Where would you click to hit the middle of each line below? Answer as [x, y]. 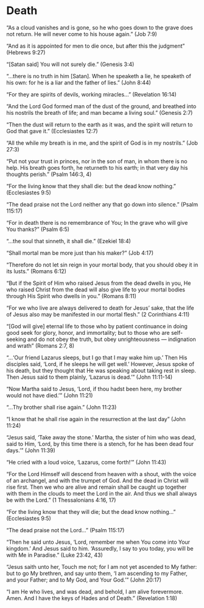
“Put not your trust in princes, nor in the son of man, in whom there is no [97, 161]
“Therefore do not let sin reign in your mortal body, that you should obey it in [102, 265]
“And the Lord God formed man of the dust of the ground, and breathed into [101, 106]
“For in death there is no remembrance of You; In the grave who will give [97, 222]
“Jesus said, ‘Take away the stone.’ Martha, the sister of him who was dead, [101, 437]
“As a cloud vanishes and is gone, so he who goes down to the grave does [100, 27]
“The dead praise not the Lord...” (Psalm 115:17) [65, 530]
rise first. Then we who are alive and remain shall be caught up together [97, 487]
